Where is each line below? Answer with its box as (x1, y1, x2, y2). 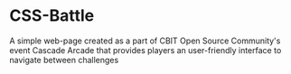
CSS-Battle (9, 5, 95, 26)
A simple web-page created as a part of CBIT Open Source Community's (9, 35, 281, 46)
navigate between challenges (9, 54, 119, 65)
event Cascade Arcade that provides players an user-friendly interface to (9, 44, 282, 55)
